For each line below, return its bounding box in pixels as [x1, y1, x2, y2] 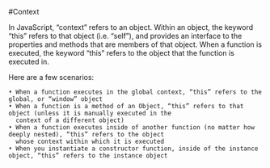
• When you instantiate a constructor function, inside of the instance [8, 145, 259, 153]
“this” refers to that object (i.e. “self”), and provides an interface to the [8, 31, 243, 40]
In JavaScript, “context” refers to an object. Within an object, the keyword [8, 23, 254, 31]
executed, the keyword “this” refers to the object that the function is [8, 48, 234, 57]
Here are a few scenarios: [8, 73, 95, 82]
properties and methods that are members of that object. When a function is [8, 40, 263, 49]
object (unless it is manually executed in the [8, 109, 172, 117]
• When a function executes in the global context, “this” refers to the [8, 88, 263, 96]
